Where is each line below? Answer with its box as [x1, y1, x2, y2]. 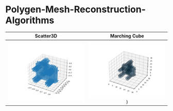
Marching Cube [110, 33, 144, 39]
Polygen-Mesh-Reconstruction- [5, 4, 146, 15]
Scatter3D [34, 33, 58, 39]
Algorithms [5, 14, 55, 26]
